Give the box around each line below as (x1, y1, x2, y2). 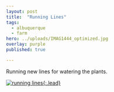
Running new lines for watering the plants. (6, 68, 108, 75)
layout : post (6, 8, 38, 15)
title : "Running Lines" (6, 14, 67, 20)
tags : (6, 19, 19, 25)
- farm (11, 30, 27, 36)
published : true (6, 47, 46, 53)
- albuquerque (11, 25, 46, 31)
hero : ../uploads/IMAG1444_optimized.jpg (6, 36, 109, 42)
